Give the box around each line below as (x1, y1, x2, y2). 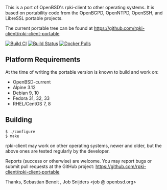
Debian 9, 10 (12, 90, 39, 96)
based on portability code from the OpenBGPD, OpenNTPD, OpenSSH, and (5, 10, 163, 16)
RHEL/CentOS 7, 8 (12, 100, 51, 107)
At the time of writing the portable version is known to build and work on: (5, 69, 159, 75)
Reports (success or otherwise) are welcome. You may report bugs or (5, 158, 152, 164)
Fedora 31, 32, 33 (12, 95, 50, 101)
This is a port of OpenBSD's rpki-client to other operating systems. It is (5, 5, 155, 10)
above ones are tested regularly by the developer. (5, 148, 110, 154)
